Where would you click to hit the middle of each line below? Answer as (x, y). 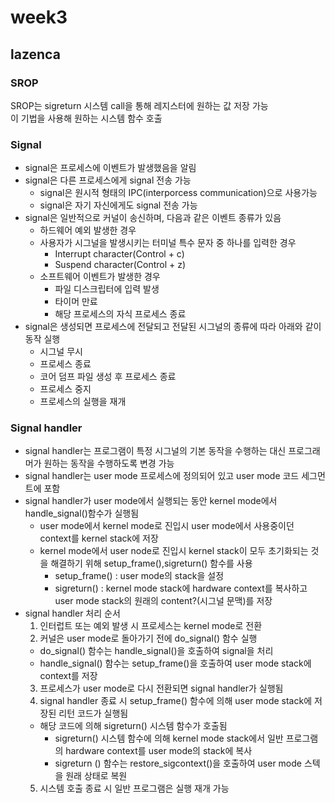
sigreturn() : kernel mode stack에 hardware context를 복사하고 (181, 588)
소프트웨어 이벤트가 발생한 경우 (100, 277)
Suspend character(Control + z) (120, 265)
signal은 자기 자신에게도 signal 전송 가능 (118, 205)
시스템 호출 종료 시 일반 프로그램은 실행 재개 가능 (134, 788)
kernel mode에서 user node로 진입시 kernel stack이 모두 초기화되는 (174, 551)
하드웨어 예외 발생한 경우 (88, 230)
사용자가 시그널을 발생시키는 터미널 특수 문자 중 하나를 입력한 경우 (168, 243)
